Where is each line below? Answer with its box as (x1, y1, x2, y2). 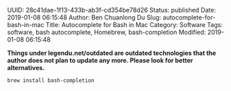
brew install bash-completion (7, 77, 95, 84)
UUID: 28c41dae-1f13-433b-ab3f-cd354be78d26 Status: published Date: (7, 6, 216, 14)
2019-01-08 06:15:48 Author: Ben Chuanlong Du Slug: (7, 13, 162, 22)
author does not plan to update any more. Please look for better (7, 56, 194, 65)
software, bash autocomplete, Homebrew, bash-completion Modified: (7, 28, 206, 36)
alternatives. (7, 64, 45, 72)
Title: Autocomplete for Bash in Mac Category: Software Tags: (45, 21, 223, 28)
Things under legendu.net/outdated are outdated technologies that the (7, 49, 216, 57)
